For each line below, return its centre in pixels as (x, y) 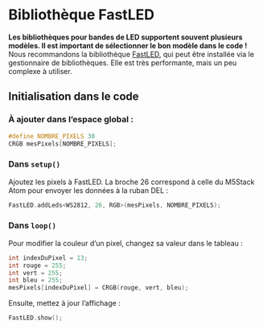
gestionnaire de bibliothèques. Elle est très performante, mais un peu (123, 63)
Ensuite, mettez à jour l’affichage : (64, 303)
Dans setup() (35, 164)
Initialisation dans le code (74, 97)
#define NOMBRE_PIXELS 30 (51, 136)
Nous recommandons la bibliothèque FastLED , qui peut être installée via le (131, 54)
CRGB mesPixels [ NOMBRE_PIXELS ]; (62, 144)
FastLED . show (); (35, 318)
